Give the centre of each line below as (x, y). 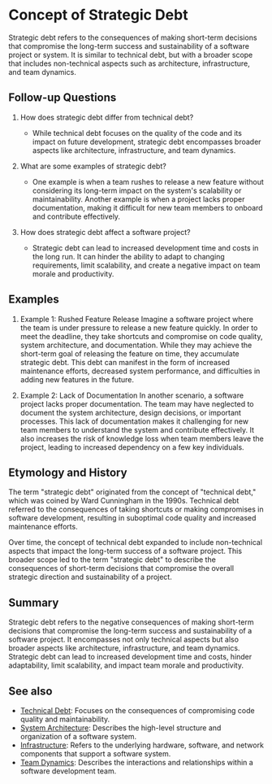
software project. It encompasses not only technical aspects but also (124, 639)
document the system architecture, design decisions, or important (131, 412)
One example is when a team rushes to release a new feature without (148, 181)
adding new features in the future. (77, 379)
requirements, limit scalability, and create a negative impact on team (147, 265)
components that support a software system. (95, 754)
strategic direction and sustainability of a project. (90, 577)
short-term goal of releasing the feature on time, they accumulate (130, 353)
